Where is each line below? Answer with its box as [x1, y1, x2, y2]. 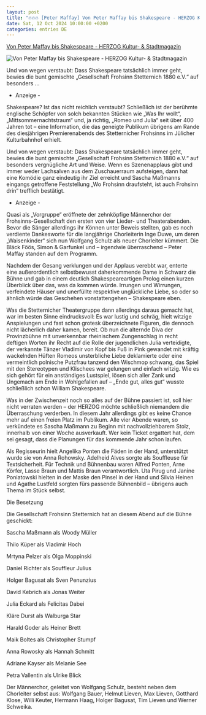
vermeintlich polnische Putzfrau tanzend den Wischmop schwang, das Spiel [6, 358, 199, 366]
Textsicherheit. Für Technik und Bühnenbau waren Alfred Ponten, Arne [6, 461, 185, 468]
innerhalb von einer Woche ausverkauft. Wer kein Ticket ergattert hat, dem [6, 429, 195, 436]
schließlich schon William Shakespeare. [6, 385, 106, 392]
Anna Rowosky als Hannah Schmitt [6, 648, 94, 655]
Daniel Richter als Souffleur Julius [6, 565, 92, 572]
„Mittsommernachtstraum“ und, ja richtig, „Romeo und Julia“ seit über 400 [6, 117, 194, 124]
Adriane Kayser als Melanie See [6, 660, 87, 667]
